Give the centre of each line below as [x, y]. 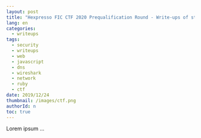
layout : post [22, 12]
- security [25, 45]
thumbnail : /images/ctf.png [41, 100]
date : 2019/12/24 [28, 95]
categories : [21, 28]
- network [24, 78]
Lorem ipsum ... [25, 128]
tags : [13, 39]
